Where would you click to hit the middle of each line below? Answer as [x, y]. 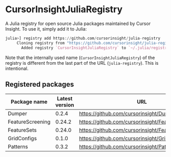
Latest [65, 99]
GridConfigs [22, 139]
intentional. [17, 68]
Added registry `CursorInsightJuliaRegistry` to [74, 48]
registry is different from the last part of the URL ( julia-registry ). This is [82, 63]
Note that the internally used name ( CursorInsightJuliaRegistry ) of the [80, 58]
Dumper [18, 114]
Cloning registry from [41, 43]
